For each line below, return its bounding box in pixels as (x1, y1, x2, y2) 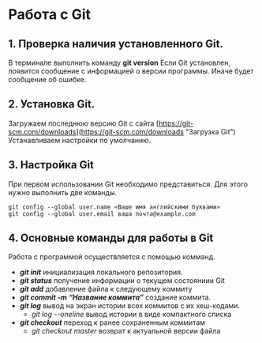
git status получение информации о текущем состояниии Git (19, 276, 225, 285)
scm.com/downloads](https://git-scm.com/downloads (8, 126, 184, 136)
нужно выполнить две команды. (8, 187, 117, 197)
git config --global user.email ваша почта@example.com (8, 209, 196, 218)
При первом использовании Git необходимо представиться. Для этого (8, 179, 249, 189)
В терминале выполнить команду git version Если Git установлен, (8, 58, 231, 67)
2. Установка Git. (8, 97, 95, 111)
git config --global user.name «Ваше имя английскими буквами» (8, 203, 221, 211)
